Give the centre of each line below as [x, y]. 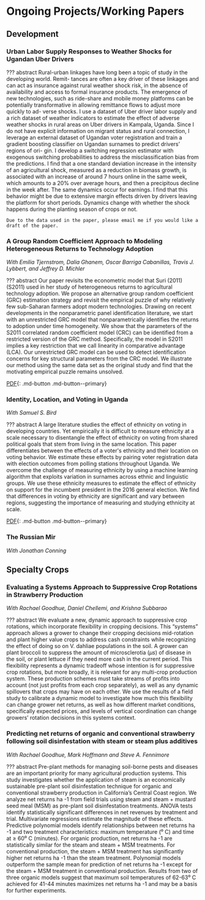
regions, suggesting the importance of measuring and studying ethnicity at [101, 503]
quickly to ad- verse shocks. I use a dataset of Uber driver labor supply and [102, 111]
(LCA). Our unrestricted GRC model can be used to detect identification [96, 352]
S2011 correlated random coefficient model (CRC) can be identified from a [100, 333]
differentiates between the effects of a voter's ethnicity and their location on [102, 451]
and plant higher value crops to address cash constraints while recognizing [101, 639]
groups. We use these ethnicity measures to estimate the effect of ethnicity [101, 483]
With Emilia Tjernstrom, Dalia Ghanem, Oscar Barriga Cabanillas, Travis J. [100, 262]
